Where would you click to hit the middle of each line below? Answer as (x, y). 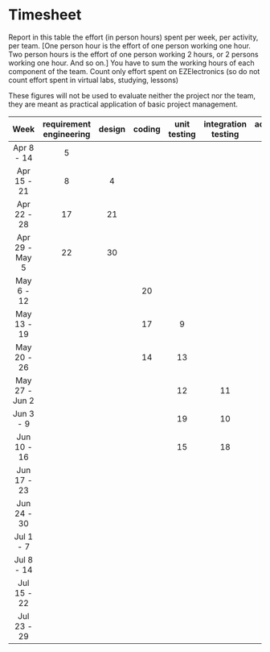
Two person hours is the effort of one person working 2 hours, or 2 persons (133, 54)
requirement (67, 124)
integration (225, 124)
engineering (67, 134)
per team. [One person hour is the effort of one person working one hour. (130, 45)
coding (147, 129)
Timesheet (45, 15)
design (112, 129)
